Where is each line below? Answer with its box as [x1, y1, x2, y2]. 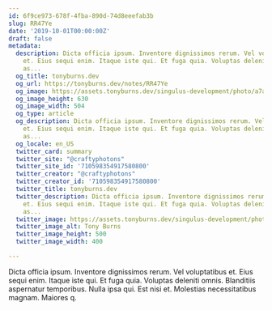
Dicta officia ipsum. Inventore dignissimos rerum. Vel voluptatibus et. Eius [8, 266, 253, 276]
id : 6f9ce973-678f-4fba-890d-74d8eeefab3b [8, 11, 154, 20]
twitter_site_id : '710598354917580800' [15, 163, 151, 171]
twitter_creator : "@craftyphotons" [15, 170, 136, 178]
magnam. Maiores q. [8, 292, 77, 302]
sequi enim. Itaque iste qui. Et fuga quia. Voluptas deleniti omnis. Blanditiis [8, 275, 256, 285]
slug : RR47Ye [8, 19, 53, 28]
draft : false [8, 34, 53, 43]
